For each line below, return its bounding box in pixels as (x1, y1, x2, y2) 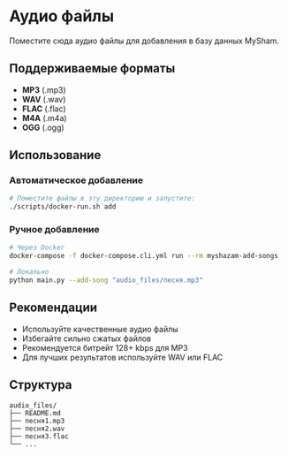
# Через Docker (9, 243, 65, 253)
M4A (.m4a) (21, 112, 68, 123)
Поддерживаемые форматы (9, 61, 176, 76)
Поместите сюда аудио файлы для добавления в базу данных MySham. (9, 35, 280, 46)
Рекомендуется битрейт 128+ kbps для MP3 (21, 342, 188, 353)
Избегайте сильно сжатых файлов (21, 333, 152, 344)
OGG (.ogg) (21, 122, 64, 133)
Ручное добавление (9, 224, 100, 236)
